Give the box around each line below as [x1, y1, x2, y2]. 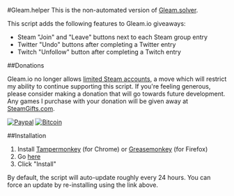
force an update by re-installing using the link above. [7, 181, 159, 189]
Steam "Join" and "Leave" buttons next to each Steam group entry [17, 33, 208, 41]
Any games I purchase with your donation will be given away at [7, 97, 189, 105]
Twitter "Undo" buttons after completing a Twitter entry [17, 40, 176, 48]
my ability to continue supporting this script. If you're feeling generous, [7, 82, 211, 90]
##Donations [7, 61, 45, 69]
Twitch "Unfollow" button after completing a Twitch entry [17, 48, 181, 56]
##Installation [7, 132, 47, 140]
